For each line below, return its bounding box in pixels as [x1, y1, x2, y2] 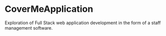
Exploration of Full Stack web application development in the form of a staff [5, 20, 161, 26]
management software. [5, 25, 53, 31]
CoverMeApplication [5, 3, 94, 15]
